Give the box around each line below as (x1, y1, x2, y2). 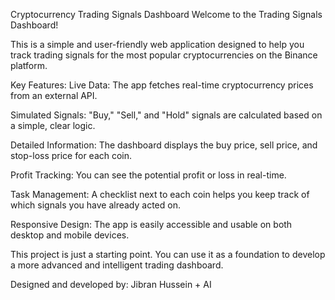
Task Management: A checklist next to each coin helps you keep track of (10, 189, 310, 200)
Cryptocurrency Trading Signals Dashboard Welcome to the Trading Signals (10, 9, 323, 20)
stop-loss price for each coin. (10, 150, 133, 161)
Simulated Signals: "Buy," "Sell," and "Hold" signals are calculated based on (10, 109, 323, 121)
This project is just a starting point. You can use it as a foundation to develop (10, 249, 326, 260)
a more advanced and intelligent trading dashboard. (10, 259, 224, 271)
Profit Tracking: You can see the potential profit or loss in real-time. (10, 169, 287, 181)
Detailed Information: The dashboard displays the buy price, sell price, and (10, 139, 318, 151)
